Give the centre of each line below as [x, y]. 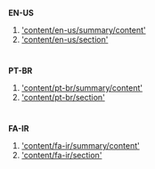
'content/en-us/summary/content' [83, 30]
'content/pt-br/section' [63, 98]
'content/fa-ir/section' [61, 156]
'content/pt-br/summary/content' [82, 88]
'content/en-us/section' [65, 40]
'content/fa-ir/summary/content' [80, 146]
